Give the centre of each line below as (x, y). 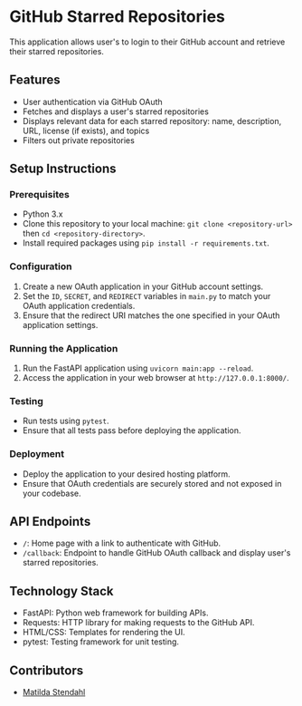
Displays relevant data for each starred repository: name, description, (152, 121)
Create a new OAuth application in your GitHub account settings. (143, 286)
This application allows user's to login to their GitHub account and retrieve (147, 42)
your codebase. (52, 493)
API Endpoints (50, 522)
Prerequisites (39, 195)
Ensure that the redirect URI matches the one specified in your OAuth (151, 315)
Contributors (47, 670)
